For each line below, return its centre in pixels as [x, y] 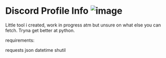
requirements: [20, 40]
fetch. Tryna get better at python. [40, 30]
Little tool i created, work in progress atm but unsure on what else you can [83, 25]
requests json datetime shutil [36, 50]
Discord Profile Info [47, 11]
